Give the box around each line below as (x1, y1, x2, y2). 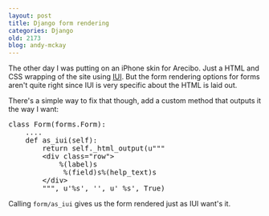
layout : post (8, 11, 52, 20)
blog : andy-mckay (8, 42, 67, 50)
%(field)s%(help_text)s (63, 168, 157, 177)
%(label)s (59, 160, 98, 169)
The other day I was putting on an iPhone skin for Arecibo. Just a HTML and (8, 63, 259, 73)
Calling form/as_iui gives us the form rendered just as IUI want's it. (8, 199, 231, 209)
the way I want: (8, 105, 59, 114)
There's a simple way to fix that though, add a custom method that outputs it (8, 96, 262, 106)
